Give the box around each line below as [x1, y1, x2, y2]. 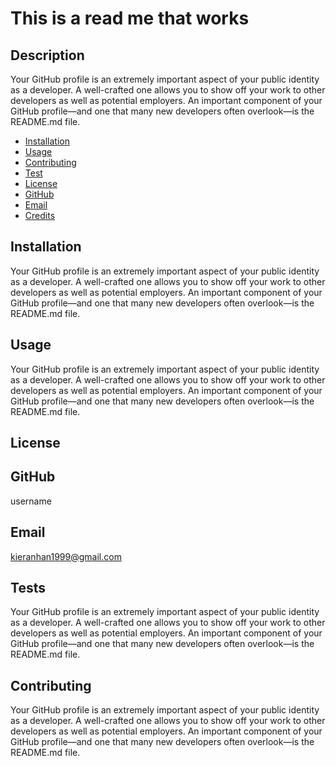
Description [10, 47, 85, 64]
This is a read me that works [10, 7, 250, 30]
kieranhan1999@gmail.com [10, 550, 122, 562]
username [10, 495, 52, 507]
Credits [24, 210, 56, 221]
